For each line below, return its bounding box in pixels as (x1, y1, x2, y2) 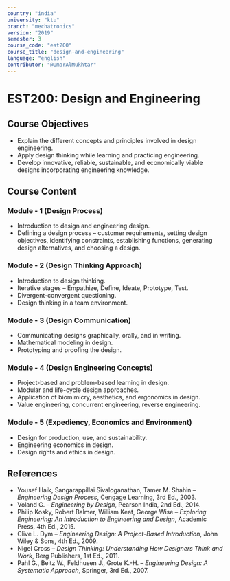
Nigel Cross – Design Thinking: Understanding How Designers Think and (16, 545, 223, 553)
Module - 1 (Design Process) (7, 206, 103, 215)
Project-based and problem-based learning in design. (16, 379, 170, 387)
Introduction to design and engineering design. (16, 221, 150, 230)
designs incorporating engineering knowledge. (16, 166, 150, 174)
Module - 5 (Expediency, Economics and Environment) (7, 417, 192, 427)
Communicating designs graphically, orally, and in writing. (16, 331, 181, 339)
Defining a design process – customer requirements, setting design (16, 229, 207, 237)
